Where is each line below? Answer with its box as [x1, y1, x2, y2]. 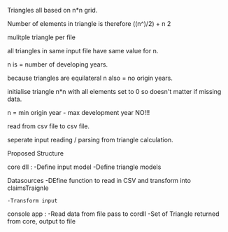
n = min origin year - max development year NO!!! [7, 109, 150, 116]
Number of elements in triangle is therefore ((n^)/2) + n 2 [7, 20, 171, 27]
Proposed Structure [7, 149, 64, 157]
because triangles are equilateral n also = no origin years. [7, 74, 173, 82]
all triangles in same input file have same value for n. [7, 47, 159, 55]
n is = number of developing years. [7, 60, 108, 69]
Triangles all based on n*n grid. [7, 6, 98, 14]
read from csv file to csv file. [7, 122, 90, 130]
